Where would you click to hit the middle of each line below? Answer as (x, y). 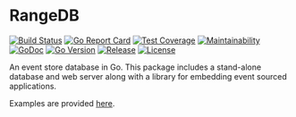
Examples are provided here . (62, 103)
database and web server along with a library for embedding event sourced (148, 76)
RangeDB (45, 16)
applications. (33, 86)
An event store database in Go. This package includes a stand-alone (135, 67)
